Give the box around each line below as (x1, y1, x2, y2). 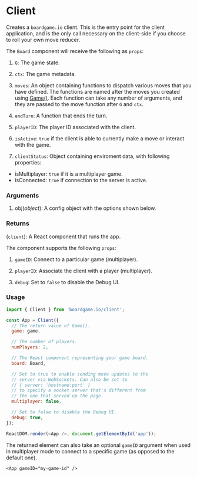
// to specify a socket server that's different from (11, 387, 146, 393)
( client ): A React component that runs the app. (6, 233, 121, 240)
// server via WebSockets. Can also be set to (11, 376, 128, 383)
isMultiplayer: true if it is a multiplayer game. (14, 170, 123, 177)
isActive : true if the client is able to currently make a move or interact (14, 134, 185, 142)
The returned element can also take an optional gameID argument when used (6, 441, 191, 449)
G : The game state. (14, 59, 60, 66)
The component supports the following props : (6, 244, 116, 251)
